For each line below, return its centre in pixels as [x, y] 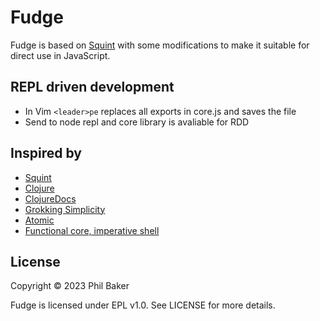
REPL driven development [92, 87]
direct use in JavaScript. [60, 55]
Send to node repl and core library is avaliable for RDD [137, 122]
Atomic [39, 220]
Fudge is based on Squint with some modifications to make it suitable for [160, 45]
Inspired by [46, 153]
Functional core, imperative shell [92, 230]
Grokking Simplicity [65, 209]
